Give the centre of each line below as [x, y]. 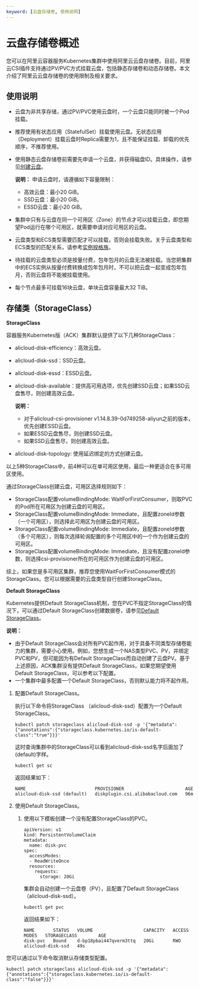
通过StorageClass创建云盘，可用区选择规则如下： [67, 487]
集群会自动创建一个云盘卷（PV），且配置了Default [84, 888]
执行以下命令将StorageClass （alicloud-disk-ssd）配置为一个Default [98, 706]
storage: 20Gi [57, 877]
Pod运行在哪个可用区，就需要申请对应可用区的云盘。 [85, 227]
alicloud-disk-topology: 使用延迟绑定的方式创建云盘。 [80, 454]
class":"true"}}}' [37, 735]
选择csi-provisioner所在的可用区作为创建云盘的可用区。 [98, 559]
